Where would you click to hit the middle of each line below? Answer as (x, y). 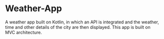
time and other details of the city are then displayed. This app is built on (78, 27)
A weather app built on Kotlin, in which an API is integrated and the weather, (82, 22)
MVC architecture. (24, 32)
